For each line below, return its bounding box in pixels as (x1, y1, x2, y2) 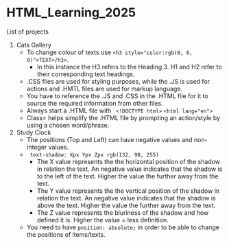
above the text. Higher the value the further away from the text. (36, 201, 216, 209)
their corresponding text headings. (36, 70, 135, 78)
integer (26, 143, 47, 151)
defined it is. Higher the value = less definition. (36, 215, 169, 224)
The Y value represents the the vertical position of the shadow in (36, 187, 220, 195)
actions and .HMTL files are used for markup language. (26, 84, 183, 93)
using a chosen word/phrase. (26, 121, 110, 129)
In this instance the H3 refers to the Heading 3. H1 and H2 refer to (36, 62, 222, 71)
